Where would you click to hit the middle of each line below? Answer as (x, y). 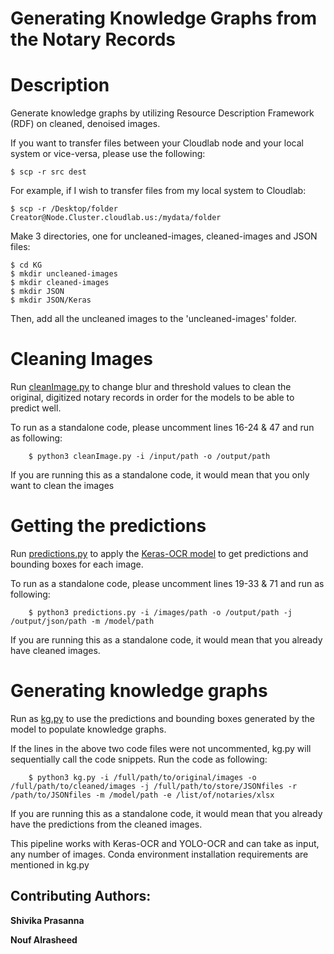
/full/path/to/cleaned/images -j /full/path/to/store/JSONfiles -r (154, 786)
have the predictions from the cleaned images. (106, 824)
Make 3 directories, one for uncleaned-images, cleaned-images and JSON (164, 236)
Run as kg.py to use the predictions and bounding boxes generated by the (162, 718)
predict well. (36, 408)
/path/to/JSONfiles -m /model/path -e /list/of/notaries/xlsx (142, 795)
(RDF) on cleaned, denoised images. (85, 124)
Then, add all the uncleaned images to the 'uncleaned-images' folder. (153, 319)
